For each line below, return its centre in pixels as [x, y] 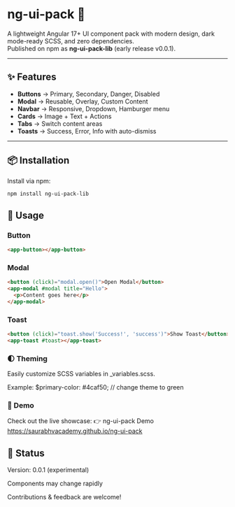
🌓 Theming [27, 358]
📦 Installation [38, 160]
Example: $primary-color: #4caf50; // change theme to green [95, 387]
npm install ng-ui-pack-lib [48, 194]
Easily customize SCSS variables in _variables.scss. [81, 374]
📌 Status [26, 453]
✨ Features [32, 77]
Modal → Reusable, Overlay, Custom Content [83, 101]
